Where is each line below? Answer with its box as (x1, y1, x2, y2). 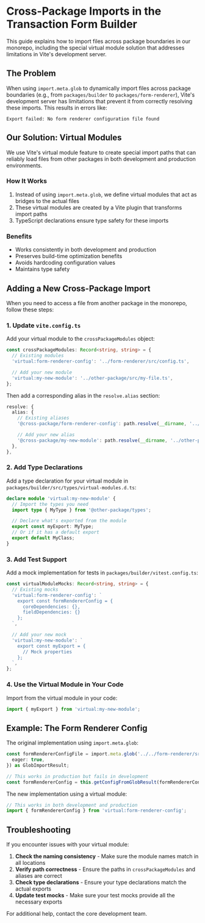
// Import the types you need (12, 501, 88, 507)
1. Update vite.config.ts (6, 321, 81, 330)
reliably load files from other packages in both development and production (6, 155, 196, 163)
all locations (15, 859, 46, 867)
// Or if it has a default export (12, 529, 99, 536)
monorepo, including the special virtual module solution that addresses (6, 44, 185, 51)
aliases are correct (15, 872, 62, 880)
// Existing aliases (17, 415, 70, 421)
